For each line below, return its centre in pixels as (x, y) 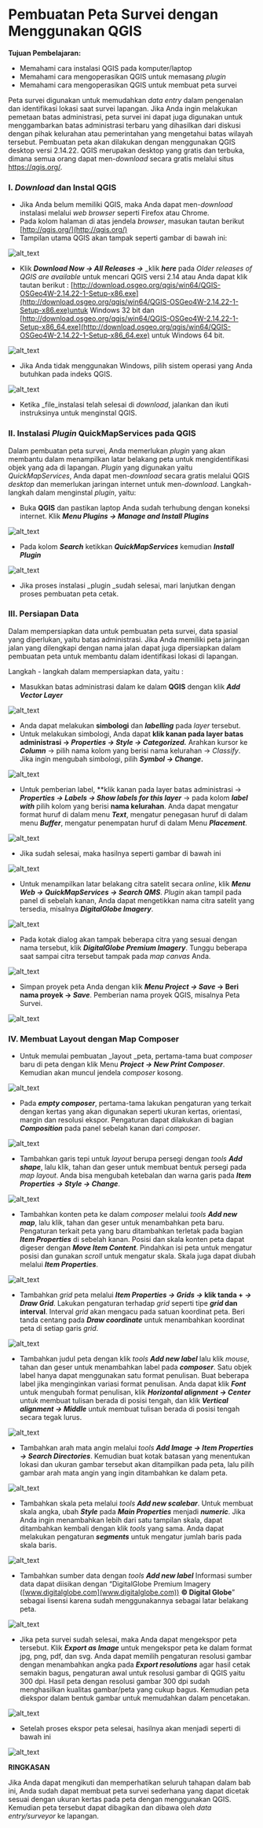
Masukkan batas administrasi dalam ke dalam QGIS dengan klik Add (130, 687)
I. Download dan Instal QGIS (62, 187)
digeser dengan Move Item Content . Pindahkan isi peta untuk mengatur (136, 1248)
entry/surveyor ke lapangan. (54, 1816)
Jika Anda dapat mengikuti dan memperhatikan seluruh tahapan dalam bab (130, 1782)
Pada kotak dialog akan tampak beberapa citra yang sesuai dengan (128, 939)
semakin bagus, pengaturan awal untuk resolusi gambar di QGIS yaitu (132, 1673)
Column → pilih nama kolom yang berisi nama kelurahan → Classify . (130, 750)
